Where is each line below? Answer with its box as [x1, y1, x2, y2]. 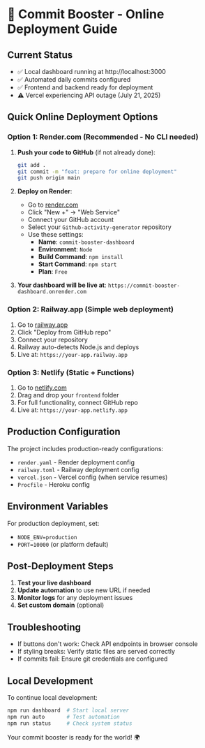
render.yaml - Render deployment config [17, 457, 135, 467]
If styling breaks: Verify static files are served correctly [17, 647, 176, 656]
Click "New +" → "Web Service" [27, 208, 121, 217]
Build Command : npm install [38, 253, 123, 261]
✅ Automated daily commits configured [17, 75, 131, 83]
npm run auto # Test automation [7, 713, 120, 720]
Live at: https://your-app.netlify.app [17, 405, 128, 414]
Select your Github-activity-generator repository [27, 223, 172, 231]
